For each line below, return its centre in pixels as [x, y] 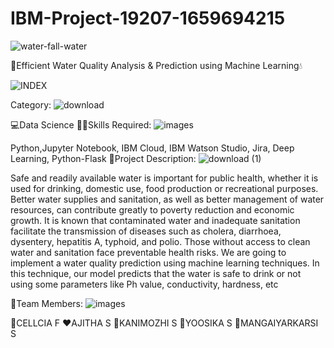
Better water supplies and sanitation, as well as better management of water [167, 199]
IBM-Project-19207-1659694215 [148, 18]
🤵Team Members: [46, 303]
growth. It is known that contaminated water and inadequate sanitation [155, 220]
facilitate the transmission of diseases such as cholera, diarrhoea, [146, 231]
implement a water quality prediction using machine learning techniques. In [165, 263]
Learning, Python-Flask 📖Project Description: [103, 158]
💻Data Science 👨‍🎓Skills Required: [81, 124]
